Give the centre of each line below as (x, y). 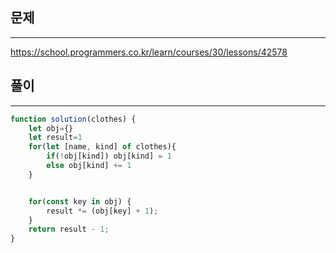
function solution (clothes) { (73, 119)
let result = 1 (55, 138)
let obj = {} (51, 128)
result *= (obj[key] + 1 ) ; (102, 211)
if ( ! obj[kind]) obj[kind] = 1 (109, 156)
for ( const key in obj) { (80, 201)
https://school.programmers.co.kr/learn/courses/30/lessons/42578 (149, 52)
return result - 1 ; (69, 229)
